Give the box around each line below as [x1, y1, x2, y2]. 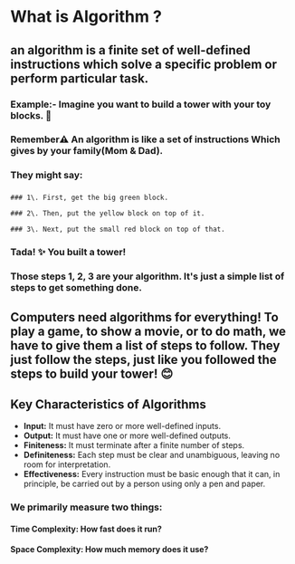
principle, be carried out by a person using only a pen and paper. [23, 478, 266, 490]
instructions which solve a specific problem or [10, 56, 277, 72]
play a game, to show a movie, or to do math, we [10, 323, 286, 339]
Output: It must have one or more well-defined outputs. [23, 430, 232, 441]
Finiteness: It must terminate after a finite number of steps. [23, 440, 245, 451]
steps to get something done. [10, 282, 143, 294]
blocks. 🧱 [10, 109, 52, 121]
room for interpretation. [23, 459, 111, 470]
